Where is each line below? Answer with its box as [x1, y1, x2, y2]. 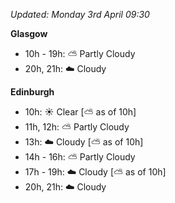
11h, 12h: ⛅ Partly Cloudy [24, 121, 130, 133]
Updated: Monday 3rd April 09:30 [10, 9, 150, 20]
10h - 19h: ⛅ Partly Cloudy [24, 48, 136, 59]
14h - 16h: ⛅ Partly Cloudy [24, 151, 136, 163]
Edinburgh [10, 86, 55, 98]
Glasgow [10, 28, 48, 39]
